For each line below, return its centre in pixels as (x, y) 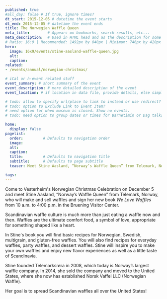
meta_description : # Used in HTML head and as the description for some (83, 38)
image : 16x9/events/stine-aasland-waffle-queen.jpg (64, 51)
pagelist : (15, 134)
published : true (22, 10)
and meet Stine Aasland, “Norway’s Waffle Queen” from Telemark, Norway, (82, 194)
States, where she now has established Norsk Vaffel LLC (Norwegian (76, 276)
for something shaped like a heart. (40, 225)
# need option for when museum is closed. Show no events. (68, 111)
